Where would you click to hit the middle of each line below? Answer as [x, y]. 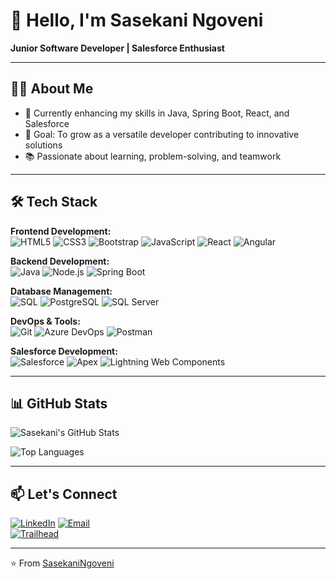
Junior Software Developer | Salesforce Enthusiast [117, 48]
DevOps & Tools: [45, 321]
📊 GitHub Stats [59, 403]
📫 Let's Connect [64, 494]
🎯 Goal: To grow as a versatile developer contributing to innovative [162, 134]
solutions [43, 145]
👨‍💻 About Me [52, 89]
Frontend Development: [61, 231]
